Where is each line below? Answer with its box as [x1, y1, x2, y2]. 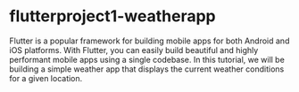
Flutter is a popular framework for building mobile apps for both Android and [9, 35, 290, 46]
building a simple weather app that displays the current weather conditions [9, 64, 285, 74]
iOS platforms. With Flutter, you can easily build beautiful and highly [9, 44, 259, 55]
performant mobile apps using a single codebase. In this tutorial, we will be [9, 54, 286, 65]
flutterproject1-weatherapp [9, 6, 216, 27]
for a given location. [9, 73, 83, 83]
